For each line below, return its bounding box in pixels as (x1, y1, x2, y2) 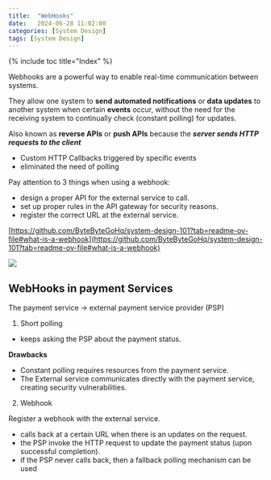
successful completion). (19, 447, 101, 457)
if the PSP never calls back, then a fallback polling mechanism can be (19, 455, 252, 465)
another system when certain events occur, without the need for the (8, 105, 236, 115)
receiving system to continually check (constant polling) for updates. (8, 114, 236, 123)
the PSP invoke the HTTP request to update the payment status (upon (19, 438, 252, 448)
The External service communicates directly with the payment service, (19, 374, 255, 384)
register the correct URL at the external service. (19, 211, 179, 220)
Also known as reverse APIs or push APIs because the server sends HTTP (8, 129, 260, 139)
